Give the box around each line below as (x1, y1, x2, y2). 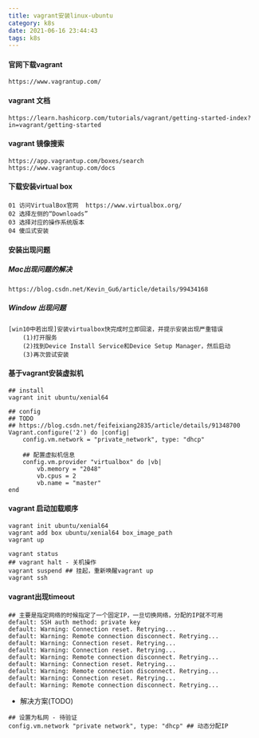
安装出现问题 (8, 244, 50, 254)
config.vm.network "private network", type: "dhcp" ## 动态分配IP (8, 722, 229, 731)
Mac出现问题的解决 (8, 264, 73, 274)
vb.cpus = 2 (37, 472, 77, 480)
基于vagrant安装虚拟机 (8, 368, 84, 378)
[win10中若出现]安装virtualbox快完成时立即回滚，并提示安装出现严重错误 (8, 325, 223, 333)
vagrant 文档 (8, 96, 51, 105)
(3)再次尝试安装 (22, 351, 69, 359)
